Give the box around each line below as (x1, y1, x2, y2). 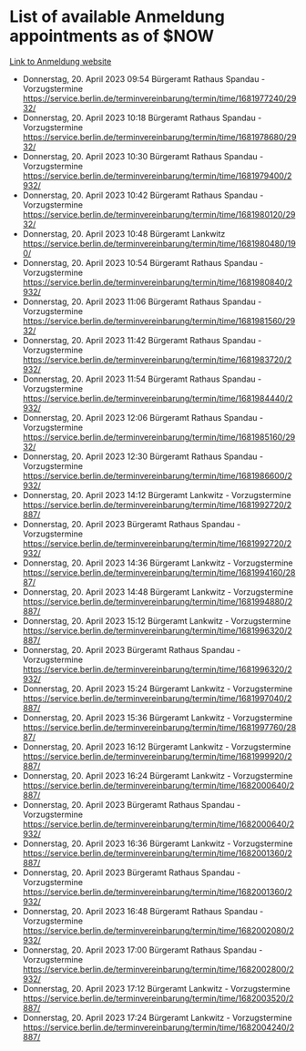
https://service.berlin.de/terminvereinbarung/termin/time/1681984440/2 (22, 393, 293, 403)
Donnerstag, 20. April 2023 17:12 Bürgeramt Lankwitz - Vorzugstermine (22, 983, 291, 994)
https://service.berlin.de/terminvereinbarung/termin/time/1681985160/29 (22, 431, 296, 443)
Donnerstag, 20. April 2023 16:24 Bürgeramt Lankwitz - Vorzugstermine (22, 770, 293, 781)
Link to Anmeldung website (9, 56, 112, 66)
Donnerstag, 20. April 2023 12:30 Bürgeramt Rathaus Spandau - (22, 451, 264, 462)
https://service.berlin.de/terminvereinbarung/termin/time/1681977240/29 (22, 93, 297, 104)
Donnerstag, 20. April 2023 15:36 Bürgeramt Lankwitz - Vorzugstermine (22, 712, 293, 723)
